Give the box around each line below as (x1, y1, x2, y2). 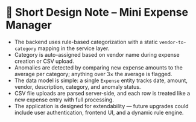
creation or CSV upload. (14, 57, 75, 65)
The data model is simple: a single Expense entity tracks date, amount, (14, 77, 188, 84)
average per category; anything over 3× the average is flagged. (14, 70, 172, 77)
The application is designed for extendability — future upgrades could (14, 102, 189, 109)
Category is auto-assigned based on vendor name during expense (14, 51, 180, 58)
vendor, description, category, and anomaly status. (14, 83, 141, 90)
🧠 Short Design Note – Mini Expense (5, 5, 188, 19)
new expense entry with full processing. (14, 96, 114, 103)
